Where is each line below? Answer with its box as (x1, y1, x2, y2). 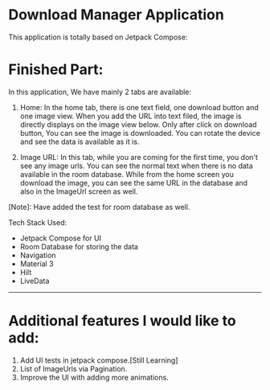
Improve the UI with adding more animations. (19, 372, 169, 382)
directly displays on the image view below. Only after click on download (19, 119, 257, 129)
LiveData (19, 276, 50, 285)
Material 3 (19, 259, 54, 269)
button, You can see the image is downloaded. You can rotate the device (19, 128, 261, 138)
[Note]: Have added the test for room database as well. (8, 202, 190, 211)
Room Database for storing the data (19, 241, 139, 251)
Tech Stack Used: (8, 217, 67, 227)
